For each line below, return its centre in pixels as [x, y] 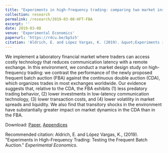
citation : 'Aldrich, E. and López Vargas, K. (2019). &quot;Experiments [82, 42]
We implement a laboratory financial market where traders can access [77, 56]
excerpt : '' [17, 24]
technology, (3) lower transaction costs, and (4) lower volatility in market [80, 99]
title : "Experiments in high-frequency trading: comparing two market [80, 10]
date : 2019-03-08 [23, 28]
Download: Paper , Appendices [36, 124]
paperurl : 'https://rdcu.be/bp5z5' [42, 38]
